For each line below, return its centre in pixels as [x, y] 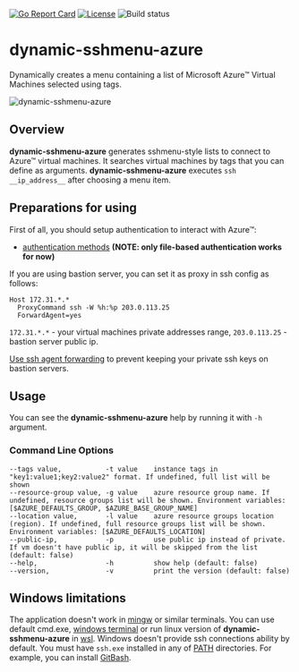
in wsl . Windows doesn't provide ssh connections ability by [180, 639]
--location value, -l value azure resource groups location [142, 516]
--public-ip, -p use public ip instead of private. [148, 540]
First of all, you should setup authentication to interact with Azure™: [133, 229]
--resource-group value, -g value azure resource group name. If [140, 492]
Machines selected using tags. [66, 84]
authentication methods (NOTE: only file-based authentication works [152, 247]
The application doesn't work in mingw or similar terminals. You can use [142, 620]
